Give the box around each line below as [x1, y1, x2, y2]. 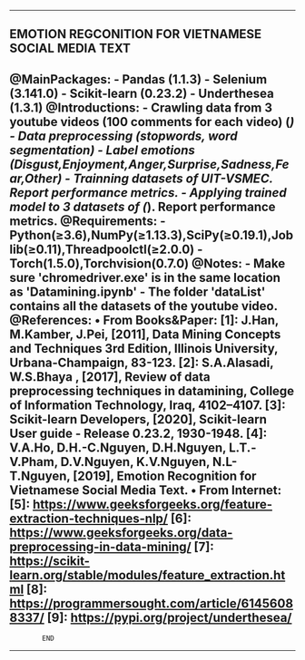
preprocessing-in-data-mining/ [9, 539, 192, 554]
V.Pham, [9, 454, 59, 470]
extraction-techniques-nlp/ [9, 510, 168, 526]
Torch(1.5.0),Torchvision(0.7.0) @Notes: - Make [9, 256, 286, 271]
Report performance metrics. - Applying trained [9, 185, 288, 200]
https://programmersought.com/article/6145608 [9, 596, 293, 611]
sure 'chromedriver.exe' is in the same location [9, 269, 281, 286]
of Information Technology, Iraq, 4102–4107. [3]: [9, 397, 286, 412]
